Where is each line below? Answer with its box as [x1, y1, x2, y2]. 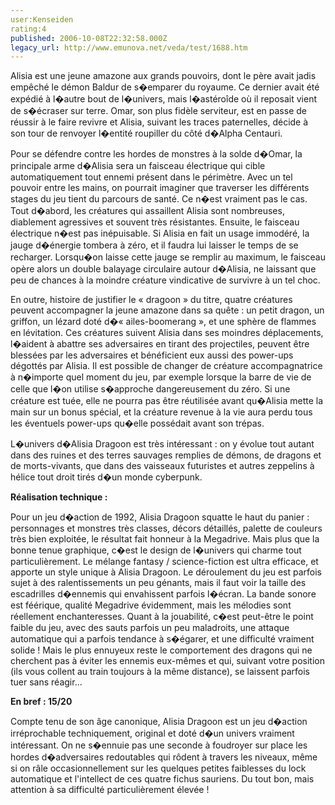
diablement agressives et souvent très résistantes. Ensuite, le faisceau [10, 216, 300, 228]
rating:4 [10, 24, 47, 34]
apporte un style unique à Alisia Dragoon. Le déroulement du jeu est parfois [10, 566, 323, 578]
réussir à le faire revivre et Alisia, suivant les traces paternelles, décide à [10, 116, 309, 128]
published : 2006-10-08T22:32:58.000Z [10, 33, 168, 43]
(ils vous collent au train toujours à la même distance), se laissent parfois [10, 666, 310, 678]
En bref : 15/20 [10, 696, 73, 708]
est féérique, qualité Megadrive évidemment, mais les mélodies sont [10, 599, 292, 611]
